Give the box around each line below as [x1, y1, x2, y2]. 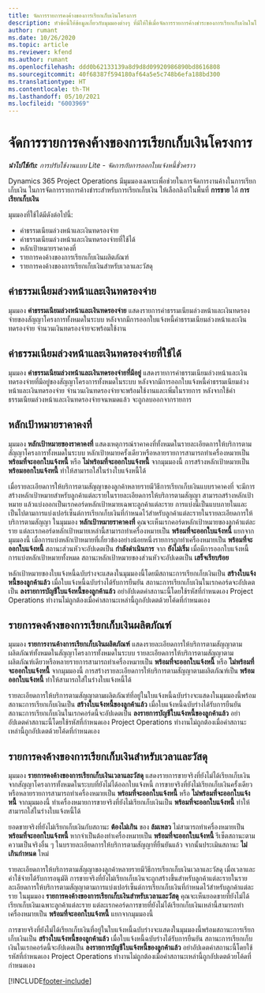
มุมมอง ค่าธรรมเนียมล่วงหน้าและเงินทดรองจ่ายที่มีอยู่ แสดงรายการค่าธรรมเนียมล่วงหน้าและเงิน [8, 368, 248, 377]
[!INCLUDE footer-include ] [8, 976, 92, 986]
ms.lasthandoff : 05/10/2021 [8, 93, 101, 100]
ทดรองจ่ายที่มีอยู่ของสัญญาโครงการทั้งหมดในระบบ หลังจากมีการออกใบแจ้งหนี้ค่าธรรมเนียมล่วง [8, 376, 249, 386]
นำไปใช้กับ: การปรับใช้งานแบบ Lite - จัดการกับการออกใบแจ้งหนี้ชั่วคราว [8, 160, 196, 170]
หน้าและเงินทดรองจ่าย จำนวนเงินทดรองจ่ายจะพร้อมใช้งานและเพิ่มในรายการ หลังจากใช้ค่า [8, 385, 236, 395]
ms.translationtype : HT [8, 77, 87, 85]
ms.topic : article [8, 41, 69, 49]
